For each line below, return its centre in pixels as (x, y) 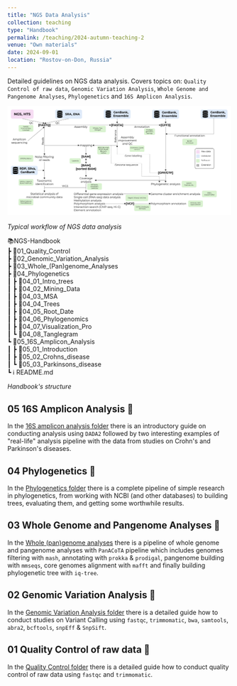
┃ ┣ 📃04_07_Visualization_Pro (50, 327)
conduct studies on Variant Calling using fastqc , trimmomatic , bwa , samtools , (118, 620)
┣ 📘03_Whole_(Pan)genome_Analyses (63, 266)
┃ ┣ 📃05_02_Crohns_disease (49, 357)
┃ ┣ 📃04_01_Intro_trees (40, 281)
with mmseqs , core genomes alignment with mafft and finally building (106, 565)
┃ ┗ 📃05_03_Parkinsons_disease (54, 364)
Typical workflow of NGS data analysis (65, 227)
